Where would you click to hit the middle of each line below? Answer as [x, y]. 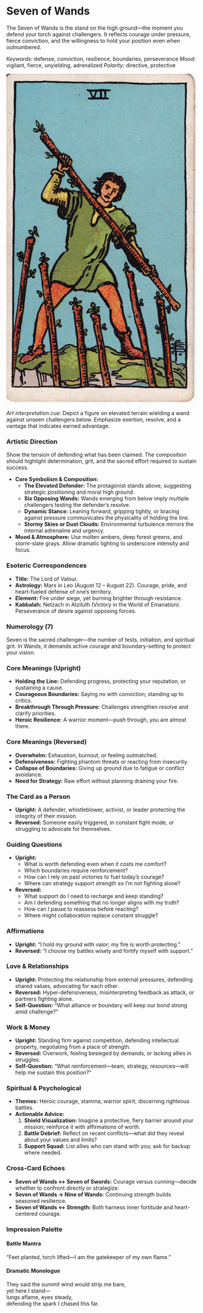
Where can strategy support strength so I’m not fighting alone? [102, 883]
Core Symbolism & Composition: [56, 479]
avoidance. [29, 774]
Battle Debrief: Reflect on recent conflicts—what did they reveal [104, 1134]
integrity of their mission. [46, 816]
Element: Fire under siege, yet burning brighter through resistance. [98, 598]
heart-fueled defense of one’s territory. [63, 592]
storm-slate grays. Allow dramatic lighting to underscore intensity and [102, 544]
